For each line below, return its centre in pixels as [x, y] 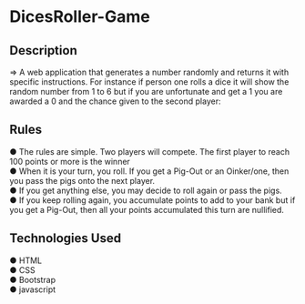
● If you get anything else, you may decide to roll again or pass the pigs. [146, 190]
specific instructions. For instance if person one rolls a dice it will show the [149, 82]
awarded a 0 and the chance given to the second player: [115, 101]
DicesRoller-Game [80, 17]
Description [43, 51]
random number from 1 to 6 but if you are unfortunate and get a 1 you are [146, 91]
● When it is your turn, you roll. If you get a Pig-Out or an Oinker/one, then [149, 171]
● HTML [26, 260]
